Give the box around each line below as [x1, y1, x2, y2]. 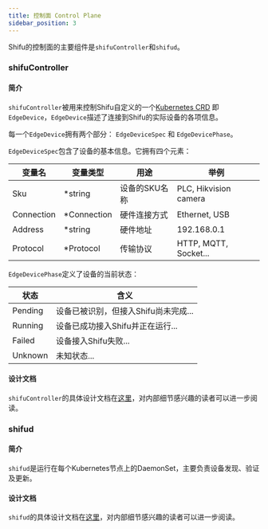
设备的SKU [120, 182, 161, 194]
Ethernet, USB [176, 209, 230, 220]
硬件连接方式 [120, 209, 169, 220]
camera [176, 193, 206, 204]
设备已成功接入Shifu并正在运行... [55, 320, 178, 331]
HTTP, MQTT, [176, 237, 229, 249]
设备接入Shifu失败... [55, 335, 130, 347]
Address [12, 224, 44, 235]
